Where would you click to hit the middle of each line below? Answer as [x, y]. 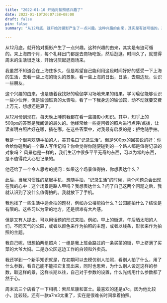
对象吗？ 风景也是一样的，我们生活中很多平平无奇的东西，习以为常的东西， [82, 152]
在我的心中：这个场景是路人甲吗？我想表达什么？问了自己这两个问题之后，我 [83, 186]
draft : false [19, 19]
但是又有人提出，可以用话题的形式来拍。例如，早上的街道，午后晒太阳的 [79, 220]
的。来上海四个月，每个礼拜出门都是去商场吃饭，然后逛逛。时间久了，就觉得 [83, 54]
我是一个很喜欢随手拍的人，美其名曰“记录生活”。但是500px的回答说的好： [81, 140]
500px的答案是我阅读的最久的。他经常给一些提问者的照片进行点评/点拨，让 [82, 123]
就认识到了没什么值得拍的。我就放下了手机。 [51, 192]
